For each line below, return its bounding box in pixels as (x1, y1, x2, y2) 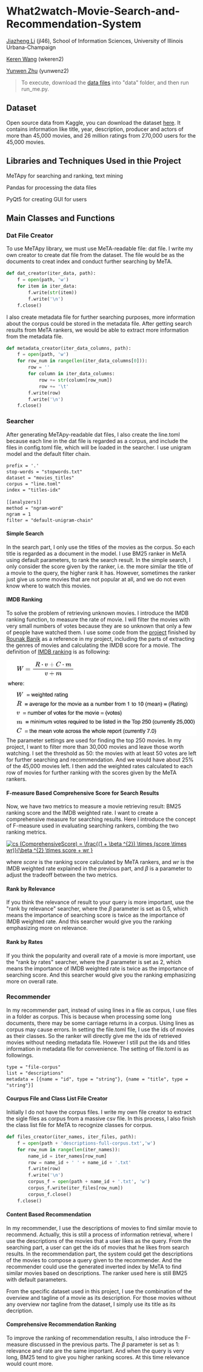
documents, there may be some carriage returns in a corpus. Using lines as (6, 1019, 195, 1026)
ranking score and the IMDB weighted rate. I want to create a (6, 809, 159, 817)
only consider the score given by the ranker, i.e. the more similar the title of (6, 563, 194, 570)
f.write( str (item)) (28, 289, 78, 295)
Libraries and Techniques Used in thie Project (6, 156, 182, 166)
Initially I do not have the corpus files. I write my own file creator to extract (6, 1108, 192, 1116)
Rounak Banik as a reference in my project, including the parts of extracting (6, 635, 195, 642)
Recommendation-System (6, 17, 142, 31)
